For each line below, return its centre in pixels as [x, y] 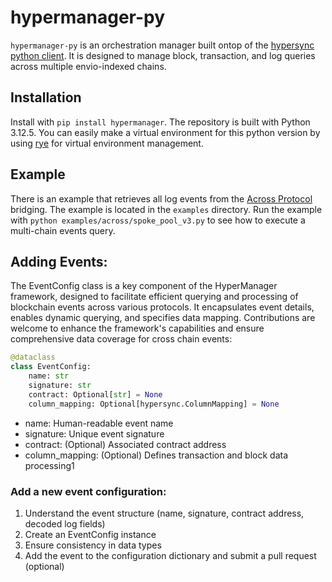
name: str [49, 376]
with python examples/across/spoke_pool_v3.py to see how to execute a [158, 220]
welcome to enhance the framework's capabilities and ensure [137, 328]
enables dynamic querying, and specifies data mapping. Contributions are [163, 318]
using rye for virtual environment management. [107, 143]
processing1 [49, 465]
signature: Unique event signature [94, 433]
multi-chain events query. [63, 230]
